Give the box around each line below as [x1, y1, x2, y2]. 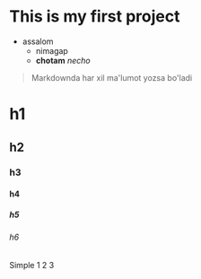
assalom [22, 36, 54, 47]
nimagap [35, 45, 69, 56]
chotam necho [35, 55, 92, 65]
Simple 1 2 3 [9, 259, 55, 270]
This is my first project [9, 6, 180, 27]
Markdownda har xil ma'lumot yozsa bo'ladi [31, 72, 193, 83]
